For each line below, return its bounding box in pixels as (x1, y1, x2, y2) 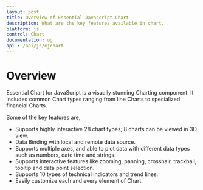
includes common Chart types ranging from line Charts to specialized (6, 95, 181, 103)
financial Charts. (6, 101, 47, 109)
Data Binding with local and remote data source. (15, 138, 136, 146)
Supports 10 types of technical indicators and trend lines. (15, 171, 159, 178)
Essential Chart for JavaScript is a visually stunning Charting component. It (6, 89, 194, 96)
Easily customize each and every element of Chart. (15, 177, 143, 184)
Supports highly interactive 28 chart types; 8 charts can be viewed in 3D (15, 125, 198, 132)
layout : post (6, 8, 40, 15)
